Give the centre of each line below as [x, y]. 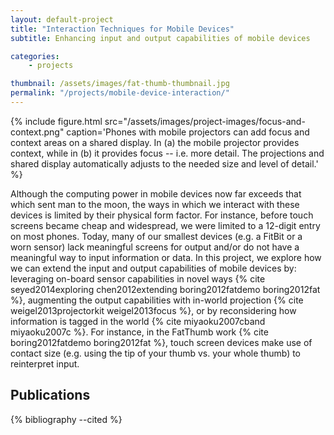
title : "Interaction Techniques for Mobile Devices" [122, 29]
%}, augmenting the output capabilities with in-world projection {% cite [157, 300]
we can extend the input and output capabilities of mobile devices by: [153, 268]
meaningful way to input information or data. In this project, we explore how [166, 257]
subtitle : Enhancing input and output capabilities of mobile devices [160, 38]
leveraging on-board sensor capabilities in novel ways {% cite [138, 278]
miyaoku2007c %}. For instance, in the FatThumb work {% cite [139, 332]
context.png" [37, 132]
